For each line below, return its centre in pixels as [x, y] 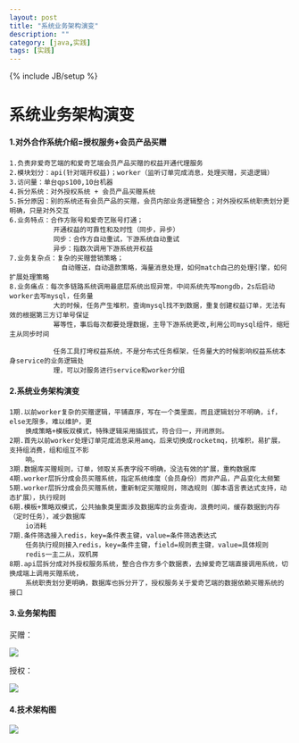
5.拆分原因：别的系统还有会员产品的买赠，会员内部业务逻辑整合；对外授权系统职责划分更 [149, 201]
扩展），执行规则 [41, 497]
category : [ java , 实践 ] [50, 42]
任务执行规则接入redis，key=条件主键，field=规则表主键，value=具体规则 [147, 545]
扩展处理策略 [29, 277]
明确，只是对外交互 [39, 211]
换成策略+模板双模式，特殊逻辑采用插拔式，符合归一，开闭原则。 [127, 431]
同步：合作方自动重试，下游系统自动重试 [116, 239]
